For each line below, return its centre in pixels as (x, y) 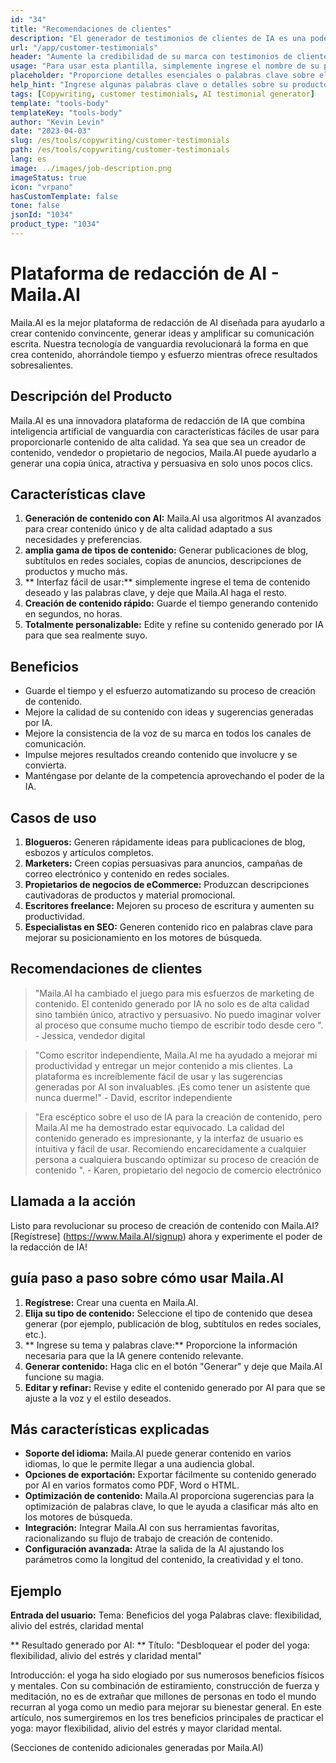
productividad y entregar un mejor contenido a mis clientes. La (163, 1065)
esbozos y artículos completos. (89, 853)
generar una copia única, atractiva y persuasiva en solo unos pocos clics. (161, 463)
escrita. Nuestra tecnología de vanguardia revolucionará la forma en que (159, 343)
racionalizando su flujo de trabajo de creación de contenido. (148, 1538)
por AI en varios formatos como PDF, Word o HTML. (132, 1485)
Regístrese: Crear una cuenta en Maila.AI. (111, 1302)
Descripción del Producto (91, 396)
